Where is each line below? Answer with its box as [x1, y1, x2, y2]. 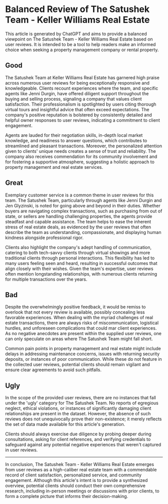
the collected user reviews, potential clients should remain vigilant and [5, 362, 150, 368]
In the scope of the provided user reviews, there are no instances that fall [5, 395, 156, 401]
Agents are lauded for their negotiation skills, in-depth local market [5, 132, 143, 138]
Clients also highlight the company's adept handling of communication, [5, 244, 151, 250]
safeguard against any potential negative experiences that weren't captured [5, 442, 161, 448]
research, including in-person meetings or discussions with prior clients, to [5, 488, 159, 494]
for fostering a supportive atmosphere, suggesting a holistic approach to [5, 159, 155, 165]
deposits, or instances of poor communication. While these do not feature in [5, 356, 162, 362]
